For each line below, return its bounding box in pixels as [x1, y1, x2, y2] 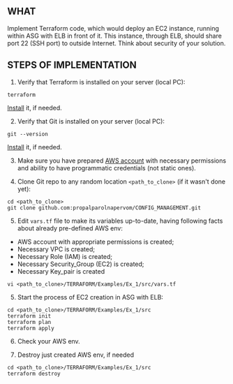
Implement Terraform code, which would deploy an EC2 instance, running [7, 24, 220, 32]
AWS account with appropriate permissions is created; [17, 237, 174, 246]
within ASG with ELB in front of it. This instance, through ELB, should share [7, 31, 222, 40]
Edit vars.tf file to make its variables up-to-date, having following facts [17, 216, 223, 225]
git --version [7, 131, 49, 138]
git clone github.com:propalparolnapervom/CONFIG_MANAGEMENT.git [7, 204, 201, 212]
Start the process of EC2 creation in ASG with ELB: [17, 293, 164, 301]
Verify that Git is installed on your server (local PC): [17, 117, 165, 125]
